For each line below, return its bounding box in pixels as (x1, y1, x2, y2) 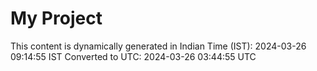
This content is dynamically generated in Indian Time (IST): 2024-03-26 (10, 40, 307, 52)
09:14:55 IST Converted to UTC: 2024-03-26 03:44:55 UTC (10, 50, 257, 62)
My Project (10, 7, 103, 30)
